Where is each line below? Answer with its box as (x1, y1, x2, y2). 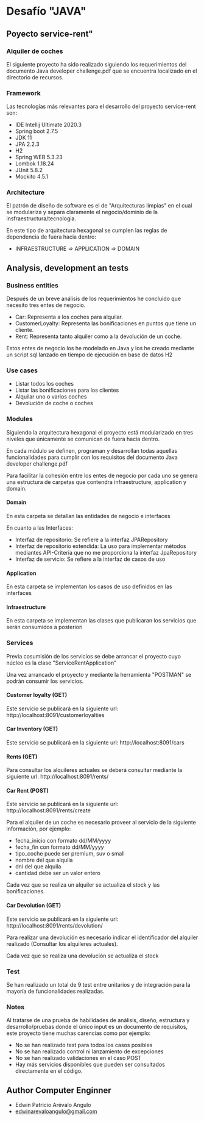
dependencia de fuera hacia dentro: (6, 233, 96, 240)
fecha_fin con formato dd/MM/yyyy (15, 843, 105, 851)
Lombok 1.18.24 (15, 160, 54, 167)
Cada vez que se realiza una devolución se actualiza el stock (6, 952, 159, 959)
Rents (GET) (6, 752, 38, 760)
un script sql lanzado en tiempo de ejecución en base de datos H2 (6, 351, 173, 358)
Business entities (6, 281, 59, 289)
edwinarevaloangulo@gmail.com (15, 1108, 97, 1115)
